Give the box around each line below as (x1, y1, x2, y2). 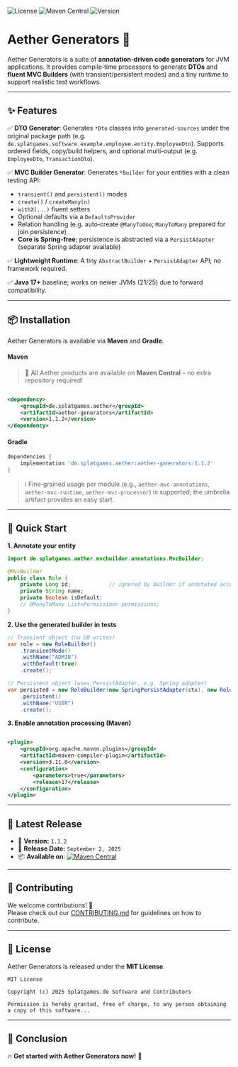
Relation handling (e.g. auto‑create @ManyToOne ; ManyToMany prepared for (17, 220, 226, 228)
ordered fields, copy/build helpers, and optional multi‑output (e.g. (7, 146, 198, 155)
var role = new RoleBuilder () (7, 641, 97, 648)
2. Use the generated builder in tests (7, 620, 117, 629)
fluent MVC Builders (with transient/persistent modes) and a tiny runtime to (7, 70, 229, 78)
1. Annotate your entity (7, 541, 76, 550)
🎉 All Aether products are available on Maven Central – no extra (24, 368, 211, 377)
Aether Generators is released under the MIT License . (7, 962, 165, 971)
